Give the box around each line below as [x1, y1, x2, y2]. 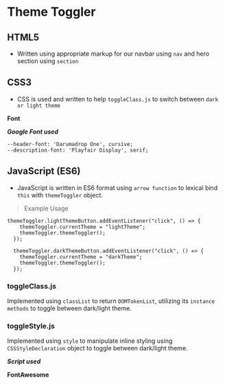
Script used [7, 357, 41, 365]
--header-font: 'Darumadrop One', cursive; [7, 141, 134, 147]
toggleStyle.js [7, 321, 55, 331]
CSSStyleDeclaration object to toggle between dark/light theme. [7, 344, 188, 352]
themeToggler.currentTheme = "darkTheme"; [19, 253, 143, 261]
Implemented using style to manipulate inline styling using [7, 337, 173, 345]
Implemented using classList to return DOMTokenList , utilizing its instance [7, 296, 215, 305]
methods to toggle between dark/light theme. [7, 304, 132, 312]
